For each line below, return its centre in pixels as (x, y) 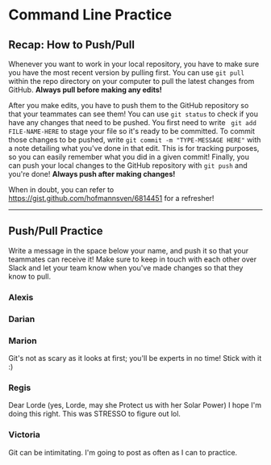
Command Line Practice (90, 15)
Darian (22, 319)
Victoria (24, 435)
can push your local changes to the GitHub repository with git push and (128, 165)
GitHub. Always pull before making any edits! (85, 90)
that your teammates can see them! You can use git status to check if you (133, 114)
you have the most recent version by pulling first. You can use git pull (126, 73)
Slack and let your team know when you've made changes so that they (126, 267)
